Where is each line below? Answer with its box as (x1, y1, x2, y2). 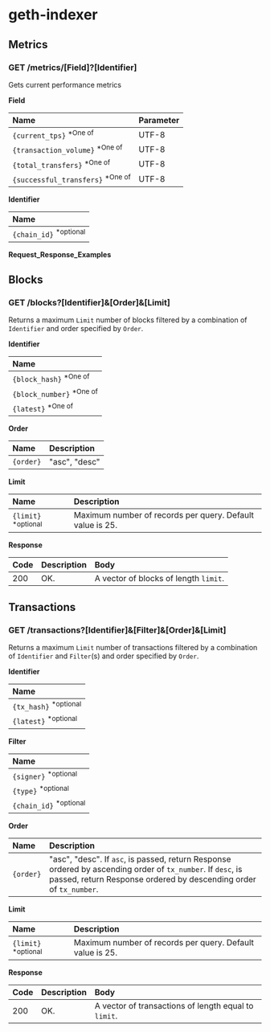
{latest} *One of (12, 401, 74, 414)
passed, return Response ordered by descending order (49, 874, 257, 885)
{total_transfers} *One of (12, 158, 111, 170)
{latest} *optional (12, 714, 78, 727)
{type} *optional (12, 784, 70, 797)
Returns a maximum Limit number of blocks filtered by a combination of (8, 315, 247, 325)
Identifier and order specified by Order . (8, 324, 144, 334)
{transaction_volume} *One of (12, 143, 123, 155)
